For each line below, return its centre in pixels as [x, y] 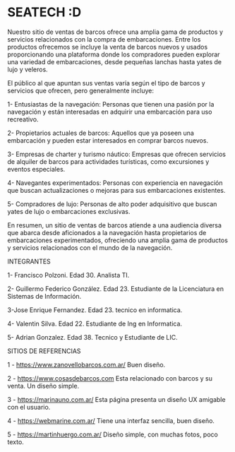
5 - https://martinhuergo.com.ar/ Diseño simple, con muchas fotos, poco [113, 434]
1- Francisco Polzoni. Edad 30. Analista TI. [68, 275]
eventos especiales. [36, 169]
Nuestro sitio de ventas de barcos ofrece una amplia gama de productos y [115, 32]
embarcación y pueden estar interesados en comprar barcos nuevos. [108, 140]
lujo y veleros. [28, 69]
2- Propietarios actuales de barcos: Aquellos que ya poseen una [101, 133]
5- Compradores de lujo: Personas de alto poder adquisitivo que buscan [112, 204]
